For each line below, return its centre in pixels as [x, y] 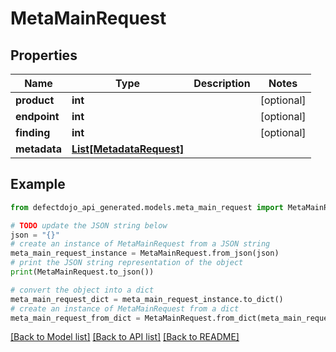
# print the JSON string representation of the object [127, 263]
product [35, 100]
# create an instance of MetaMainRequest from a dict [125, 308]
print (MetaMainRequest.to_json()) [82, 272]
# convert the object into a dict [82, 290]
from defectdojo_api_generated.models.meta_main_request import [147, 207]
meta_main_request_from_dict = [75, 318]
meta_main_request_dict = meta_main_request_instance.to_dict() [147, 299]
